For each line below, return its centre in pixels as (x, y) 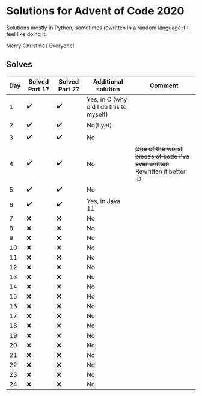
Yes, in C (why (107, 99)
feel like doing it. (26, 34)
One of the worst (159, 148)
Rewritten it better (161, 171)
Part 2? (69, 89)
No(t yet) (99, 126)
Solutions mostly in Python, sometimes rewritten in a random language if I (97, 28)
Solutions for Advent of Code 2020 (95, 11)
